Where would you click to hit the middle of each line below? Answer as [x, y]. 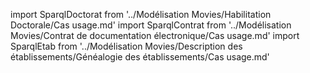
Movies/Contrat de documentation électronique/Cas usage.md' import [155, 35]
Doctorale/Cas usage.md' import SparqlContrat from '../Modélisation [151, 25]
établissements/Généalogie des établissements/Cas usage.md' [140, 57]
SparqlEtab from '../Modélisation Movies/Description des [126, 46]
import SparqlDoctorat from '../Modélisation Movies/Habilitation [141, 14]
